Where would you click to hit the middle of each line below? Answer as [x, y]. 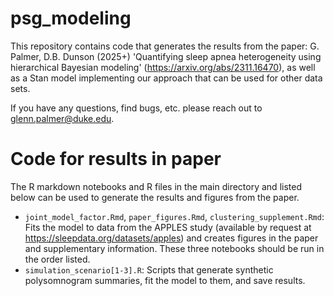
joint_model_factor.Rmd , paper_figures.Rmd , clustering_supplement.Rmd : [174, 216]
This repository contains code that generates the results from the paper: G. [165, 46]
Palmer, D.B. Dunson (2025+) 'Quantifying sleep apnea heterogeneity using [166, 56]
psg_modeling [71, 18]
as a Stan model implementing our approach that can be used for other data [166, 78]
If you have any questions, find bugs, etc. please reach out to [136, 108]
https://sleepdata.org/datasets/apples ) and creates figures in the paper [171, 238]
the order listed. [57, 259]
